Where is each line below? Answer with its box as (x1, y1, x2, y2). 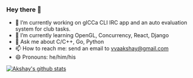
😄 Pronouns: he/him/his (15, 53, 76, 61)
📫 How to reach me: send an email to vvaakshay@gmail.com (15, 45, 169, 52)
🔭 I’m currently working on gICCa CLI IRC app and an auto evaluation (15, 19, 188, 26)
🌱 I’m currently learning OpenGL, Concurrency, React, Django (15, 32, 169, 39)
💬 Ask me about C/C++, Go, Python (15, 38, 104, 46)
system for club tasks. (15, 25, 71, 32)
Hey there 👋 (6, 5, 41, 14)
